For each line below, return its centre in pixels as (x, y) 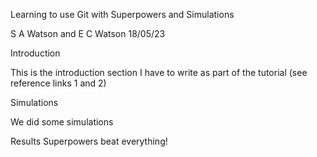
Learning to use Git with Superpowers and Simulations (122, 14)
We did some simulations (62, 122)
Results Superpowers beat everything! (89, 141)
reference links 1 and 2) (58, 83)
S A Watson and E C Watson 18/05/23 (88, 33)
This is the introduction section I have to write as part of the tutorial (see (159, 72)
